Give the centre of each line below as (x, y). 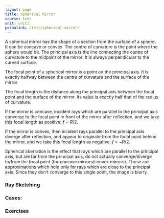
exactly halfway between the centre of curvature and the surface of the (77, 77)
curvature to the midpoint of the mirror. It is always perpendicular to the (77, 57)
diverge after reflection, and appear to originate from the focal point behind (81, 137)
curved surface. (21, 63)
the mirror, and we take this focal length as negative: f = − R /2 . (68, 142)
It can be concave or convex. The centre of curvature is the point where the (82, 47)
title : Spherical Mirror (30, 14)
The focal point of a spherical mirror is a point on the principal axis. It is (77, 72)
